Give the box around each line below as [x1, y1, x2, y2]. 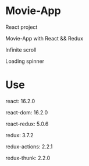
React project [5, 23, 38, 31]
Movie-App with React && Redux [5, 35, 84, 42]
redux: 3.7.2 [5, 131, 34, 138]
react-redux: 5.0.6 [5, 120, 49, 127]
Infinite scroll [5, 46, 37, 53]
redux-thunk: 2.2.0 [5, 154, 51, 161]
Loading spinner [5, 57, 45, 65]
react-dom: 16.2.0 [5, 109, 48, 116]
